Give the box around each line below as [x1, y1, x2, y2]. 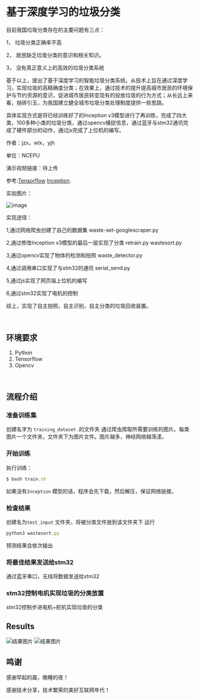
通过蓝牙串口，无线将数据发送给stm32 [6, 573, 99, 580]
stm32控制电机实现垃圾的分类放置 [6, 589, 104, 597]
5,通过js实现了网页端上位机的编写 [6, 277, 88, 284]
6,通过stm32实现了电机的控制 [6, 289, 78, 297]
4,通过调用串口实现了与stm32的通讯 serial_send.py [6, 264, 130, 271]
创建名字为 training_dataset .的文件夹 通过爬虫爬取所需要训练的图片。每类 [6, 426, 190, 433]
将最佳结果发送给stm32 [6, 558, 74, 566]
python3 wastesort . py [6, 530, 60, 536]
